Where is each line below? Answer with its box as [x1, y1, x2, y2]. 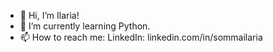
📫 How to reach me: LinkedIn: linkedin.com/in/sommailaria [19, 31, 263, 43]
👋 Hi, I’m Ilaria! [19, 10, 80, 21]
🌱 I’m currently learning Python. [19, 20, 151, 32]
